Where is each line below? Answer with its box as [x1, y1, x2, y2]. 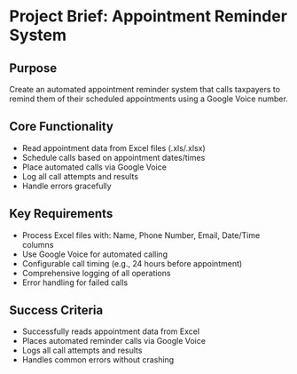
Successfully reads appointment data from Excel [21, 326, 200, 337]
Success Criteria [9, 303, 104, 318]
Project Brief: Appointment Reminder [9, 6, 288, 27]
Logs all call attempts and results [21, 345, 143, 356]
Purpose [9, 60, 58, 76]
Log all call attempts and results [21, 171, 139, 181]
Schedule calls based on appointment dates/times [21, 152, 206, 163]
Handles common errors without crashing [21, 354, 175, 365]
